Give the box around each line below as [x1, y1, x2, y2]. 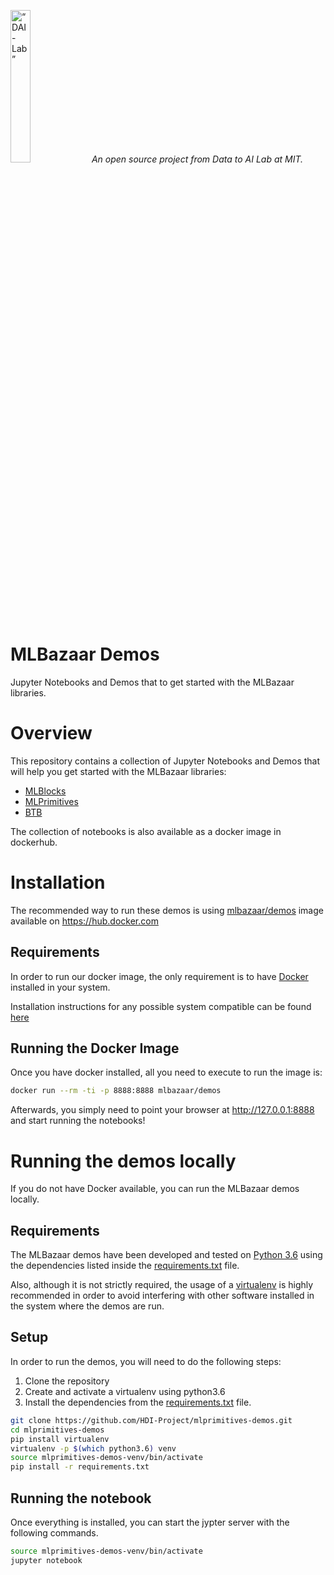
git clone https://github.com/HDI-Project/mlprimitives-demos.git [10, 1415, 293, 1425]
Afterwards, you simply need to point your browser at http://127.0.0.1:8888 [10, 1104, 315, 1116]
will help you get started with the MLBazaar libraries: [10, 765, 227, 777]
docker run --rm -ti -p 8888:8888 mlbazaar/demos [10, 1086, 222, 1096]
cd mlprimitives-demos [10, 1425, 105, 1435]
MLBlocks [24, 785, 67, 797]
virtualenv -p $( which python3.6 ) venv [10, 1443, 177, 1454]
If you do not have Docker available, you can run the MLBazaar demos [10, 1183, 300, 1195]
